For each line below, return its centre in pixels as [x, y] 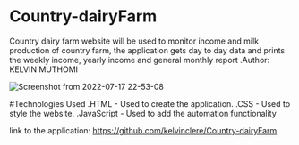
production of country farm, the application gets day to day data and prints [147, 50]
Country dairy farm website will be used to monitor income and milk [134, 41]
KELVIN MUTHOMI [44, 69]
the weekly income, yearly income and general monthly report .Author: [140, 60]
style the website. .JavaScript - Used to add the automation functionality [143, 113]
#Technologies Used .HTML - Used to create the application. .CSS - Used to [150, 103]
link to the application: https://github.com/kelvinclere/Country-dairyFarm [143, 130]
